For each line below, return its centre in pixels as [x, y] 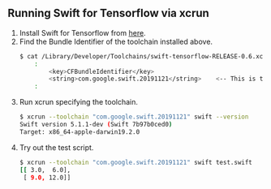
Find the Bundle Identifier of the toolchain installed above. [116, 41]
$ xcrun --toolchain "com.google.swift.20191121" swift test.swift [136, 162]
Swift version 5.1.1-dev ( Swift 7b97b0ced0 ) [96, 125]
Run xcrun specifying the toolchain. [79, 102]
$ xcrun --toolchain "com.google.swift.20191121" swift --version [134, 117]
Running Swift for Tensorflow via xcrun [109, 13]
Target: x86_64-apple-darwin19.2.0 [80, 132]
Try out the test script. [56, 147]
